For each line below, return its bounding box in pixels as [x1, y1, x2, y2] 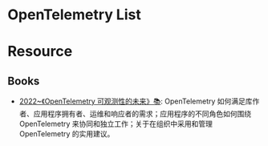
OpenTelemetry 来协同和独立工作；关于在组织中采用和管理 [18, 119, 213, 129]
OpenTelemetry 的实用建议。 [18, 129, 115, 139]
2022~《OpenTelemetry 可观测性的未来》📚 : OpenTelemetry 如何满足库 [18, 96, 254, 106]
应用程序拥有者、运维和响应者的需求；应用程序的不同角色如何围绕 [33, 109, 252, 119]
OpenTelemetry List [7, 6, 141, 24]
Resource [7, 43, 73, 61]
